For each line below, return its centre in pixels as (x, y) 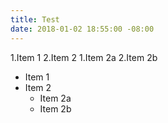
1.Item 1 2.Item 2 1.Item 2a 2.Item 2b (84, 57)
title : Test (35, 19)
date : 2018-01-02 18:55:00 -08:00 (82, 29)
